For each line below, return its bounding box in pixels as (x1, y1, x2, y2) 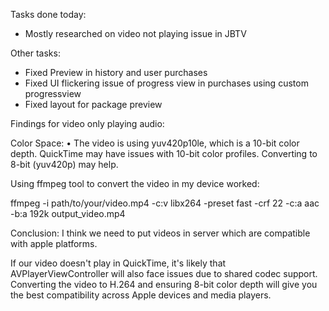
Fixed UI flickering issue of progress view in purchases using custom (24, 77, 309, 89)
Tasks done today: (10, 9, 87, 20)
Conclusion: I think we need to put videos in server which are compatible (10, 227, 311, 239)
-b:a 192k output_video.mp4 (10, 208, 126, 219)
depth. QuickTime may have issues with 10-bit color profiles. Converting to (10, 148, 318, 159)
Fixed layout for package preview (24, 99, 163, 110)
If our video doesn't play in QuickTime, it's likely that (10, 257, 227, 269)
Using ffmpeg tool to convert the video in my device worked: (10, 178, 260, 189)
